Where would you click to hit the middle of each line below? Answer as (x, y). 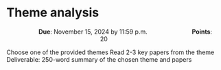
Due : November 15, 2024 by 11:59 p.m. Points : (125, 32)
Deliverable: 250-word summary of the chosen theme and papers (99, 59)
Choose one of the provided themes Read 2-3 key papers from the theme (110, 52)
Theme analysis (53, 13)
